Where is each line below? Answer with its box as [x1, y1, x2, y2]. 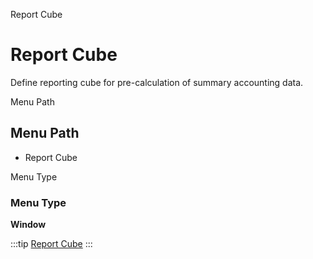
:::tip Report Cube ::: [10, 238, 93, 250]
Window [10, 219, 47, 231]
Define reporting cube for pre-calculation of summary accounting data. [10, 76, 304, 88]
